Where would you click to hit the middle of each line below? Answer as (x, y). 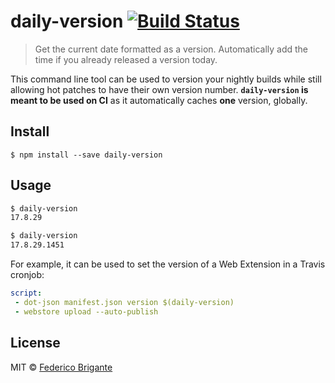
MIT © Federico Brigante (61, 367)
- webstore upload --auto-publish (86, 311)
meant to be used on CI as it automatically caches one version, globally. (159, 100)
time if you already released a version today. (126, 59)
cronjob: (27, 275)
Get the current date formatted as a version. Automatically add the (171, 49)
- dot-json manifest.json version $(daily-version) (124, 302)
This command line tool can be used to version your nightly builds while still (166, 79)
